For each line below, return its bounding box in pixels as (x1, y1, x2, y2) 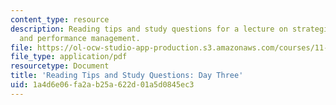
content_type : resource (10, 14, 110, 25)
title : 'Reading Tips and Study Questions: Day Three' (10, 71, 244, 81)
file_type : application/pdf (10, 52, 128, 62)
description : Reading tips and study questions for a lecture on (10, 24, 288, 34)
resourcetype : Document (10, 61, 110, 71)
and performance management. (19, 33, 141, 43)
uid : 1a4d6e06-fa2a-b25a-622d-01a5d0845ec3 (10, 80, 195, 90)
